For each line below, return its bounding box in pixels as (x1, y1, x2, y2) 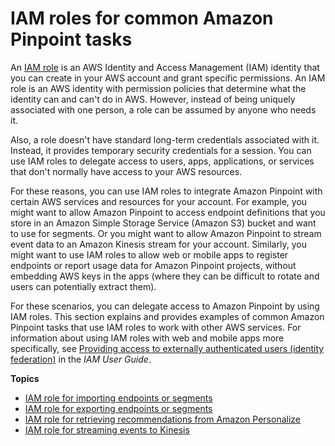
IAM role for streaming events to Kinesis (24, 423, 190, 436)
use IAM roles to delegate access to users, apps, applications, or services (10, 155, 315, 167)
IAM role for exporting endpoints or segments (24, 402, 213, 414)
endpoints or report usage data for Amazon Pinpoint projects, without (10, 259, 297, 271)
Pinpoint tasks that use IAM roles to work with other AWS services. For (10, 321, 302, 333)
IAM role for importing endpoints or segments (24, 392, 213, 404)
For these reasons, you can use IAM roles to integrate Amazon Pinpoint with (10, 185, 323, 197)
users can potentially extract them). (10, 280, 157, 292)
